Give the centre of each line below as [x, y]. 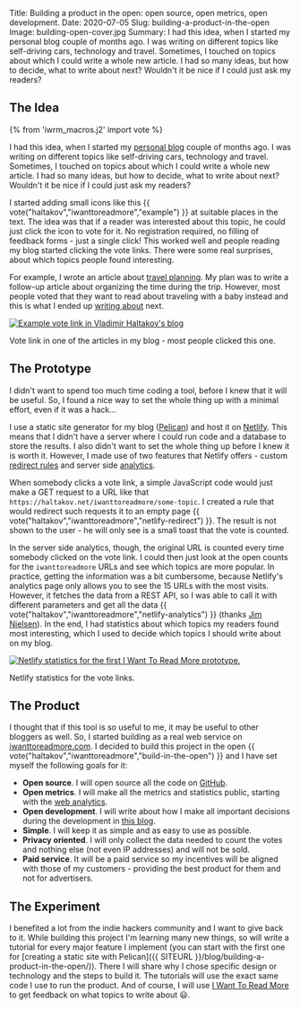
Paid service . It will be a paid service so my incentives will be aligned [150, 859]
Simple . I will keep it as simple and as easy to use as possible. [137, 830]
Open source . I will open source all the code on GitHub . [125, 783]
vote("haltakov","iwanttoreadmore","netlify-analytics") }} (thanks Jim [136, 614]
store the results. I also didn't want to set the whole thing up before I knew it [150, 446]
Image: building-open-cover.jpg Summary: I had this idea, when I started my [150, 32]
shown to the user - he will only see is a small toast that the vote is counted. [149, 530]
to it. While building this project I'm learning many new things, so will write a [149, 938]
